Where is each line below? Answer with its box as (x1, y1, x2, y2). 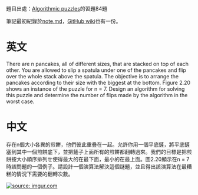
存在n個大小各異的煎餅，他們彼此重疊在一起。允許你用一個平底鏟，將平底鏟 (6, 141, 190, 148)
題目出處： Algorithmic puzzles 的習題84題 (6, 5, 108, 12)
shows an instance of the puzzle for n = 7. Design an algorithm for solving (6, 85, 185, 92)
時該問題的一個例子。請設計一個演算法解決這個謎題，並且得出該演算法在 (6, 163, 181, 170)
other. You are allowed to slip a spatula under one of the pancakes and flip (6, 67, 187, 74)
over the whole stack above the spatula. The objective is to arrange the (6, 72, 179, 80)
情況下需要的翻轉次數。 (16, 170, 74, 177)
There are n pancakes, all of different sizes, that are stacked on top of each (6, 60, 189, 67)
